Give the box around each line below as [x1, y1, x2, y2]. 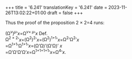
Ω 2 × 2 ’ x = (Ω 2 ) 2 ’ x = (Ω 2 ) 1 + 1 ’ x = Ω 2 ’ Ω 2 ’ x [5, 36, 80, 43]
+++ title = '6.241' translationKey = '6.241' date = [5, 5, 108, 10]
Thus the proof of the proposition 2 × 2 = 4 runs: [5, 20, 105, 25]
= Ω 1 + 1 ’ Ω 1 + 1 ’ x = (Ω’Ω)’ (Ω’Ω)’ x [5, 42, 62, 49]
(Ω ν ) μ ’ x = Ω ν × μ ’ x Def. [5, 29, 48, 36]
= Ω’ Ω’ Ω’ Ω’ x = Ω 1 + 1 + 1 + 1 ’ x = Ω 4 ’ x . [5, 48, 67, 55]
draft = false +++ [47, 10, 83, 16]
